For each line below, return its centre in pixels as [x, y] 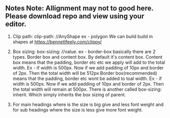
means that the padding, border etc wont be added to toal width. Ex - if [87, 78]
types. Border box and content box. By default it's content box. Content [88, 57]
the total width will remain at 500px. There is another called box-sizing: [87, 89]
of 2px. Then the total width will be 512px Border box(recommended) [85, 73]
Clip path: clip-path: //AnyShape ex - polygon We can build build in [83, 36]
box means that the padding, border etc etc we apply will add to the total [89, 62]
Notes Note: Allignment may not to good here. [79, 8]
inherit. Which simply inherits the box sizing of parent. [69, 94]
